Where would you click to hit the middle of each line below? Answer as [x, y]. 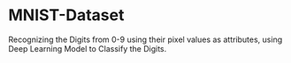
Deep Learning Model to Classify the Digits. [88, 48]
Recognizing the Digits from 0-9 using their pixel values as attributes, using [145, 39]
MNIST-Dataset [66, 15]
